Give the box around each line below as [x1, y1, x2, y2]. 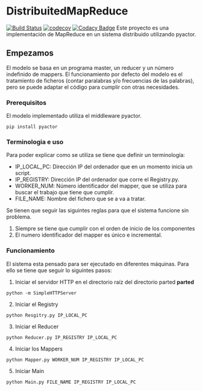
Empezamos [6, 48, 54, 59]
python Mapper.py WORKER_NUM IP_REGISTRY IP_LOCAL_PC [6, 357, 145, 363]
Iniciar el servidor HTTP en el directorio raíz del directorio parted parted [14, 278, 194, 285]
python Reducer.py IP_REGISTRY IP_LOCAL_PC [6, 334, 118, 340]
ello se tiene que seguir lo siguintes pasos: [6, 267, 112, 274]
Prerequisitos [6, 98, 47, 107]
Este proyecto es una [116, 24, 169, 31]
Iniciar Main [14, 367, 44, 375]
